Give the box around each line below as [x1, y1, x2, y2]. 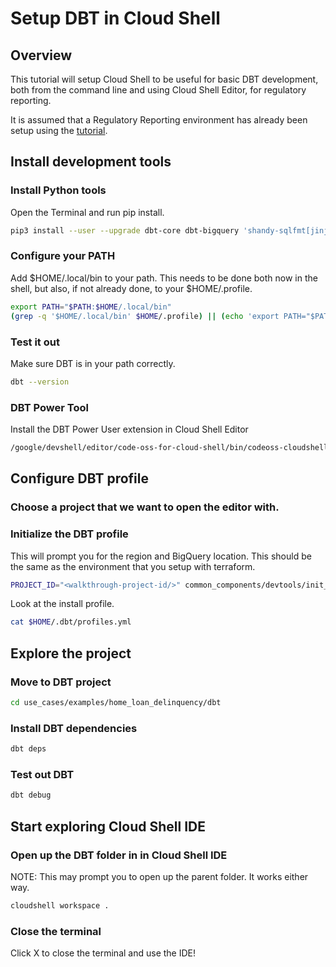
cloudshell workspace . [10, 900, 110, 911]
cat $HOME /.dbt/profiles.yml [10, 617, 132, 627]
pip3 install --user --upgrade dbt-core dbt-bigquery [10, 225, 240, 236]
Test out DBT [10, 767, 75, 781]
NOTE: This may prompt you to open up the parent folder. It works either [10, 870, 309, 882]
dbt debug [10, 790, 52, 801]
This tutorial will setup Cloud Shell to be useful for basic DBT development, [10, 73, 319, 85]
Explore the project [10, 645, 132, 662]
